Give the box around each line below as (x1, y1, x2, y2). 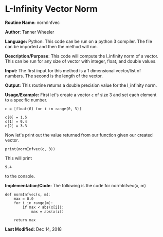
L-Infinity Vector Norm (5, 3, 98, 15)
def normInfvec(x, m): (5, 192, 51, 197)
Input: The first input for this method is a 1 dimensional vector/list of (5, 67, 141, 74)
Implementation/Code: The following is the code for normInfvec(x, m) (5, 182, 146, 188)
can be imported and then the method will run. (5, 43, 98, 49)
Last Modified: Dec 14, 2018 (5, 226, 62, 232)
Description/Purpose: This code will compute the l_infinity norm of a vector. (5, 53, 159, 59)
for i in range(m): (14, 200, 54, 205)
